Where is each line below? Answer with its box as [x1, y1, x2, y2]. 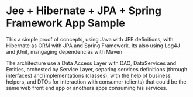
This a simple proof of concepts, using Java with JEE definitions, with [6, 36, 174, 43]
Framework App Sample [6, 16, 126, 30]
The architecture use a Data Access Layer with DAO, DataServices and [6, 60, 177, 67]
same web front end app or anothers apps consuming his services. [6, 84, 168, 91]
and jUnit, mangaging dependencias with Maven [6, 48, 123, 55]
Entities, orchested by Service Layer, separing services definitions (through [6, 65, 188, 72]
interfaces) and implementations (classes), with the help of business [6, 72, 171, 79]
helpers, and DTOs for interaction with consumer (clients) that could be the [6, 78, 187, 85]
